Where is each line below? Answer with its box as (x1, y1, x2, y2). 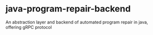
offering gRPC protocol (5, 24, 52, 30)
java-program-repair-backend (5, 3, 131, 14)
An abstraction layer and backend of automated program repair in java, (5, 19, 148, 25)
